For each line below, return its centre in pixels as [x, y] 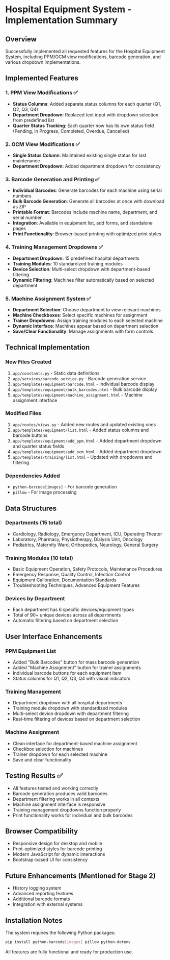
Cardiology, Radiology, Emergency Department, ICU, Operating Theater [87, 534]
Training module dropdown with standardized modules [70, 708]
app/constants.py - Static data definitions [56, 373]
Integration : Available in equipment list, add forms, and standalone [82, 223]
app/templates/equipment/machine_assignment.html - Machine [78, 395]
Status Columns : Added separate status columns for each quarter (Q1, [87, 104]
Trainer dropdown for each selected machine [60, 754]
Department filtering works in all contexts [56, 799]
